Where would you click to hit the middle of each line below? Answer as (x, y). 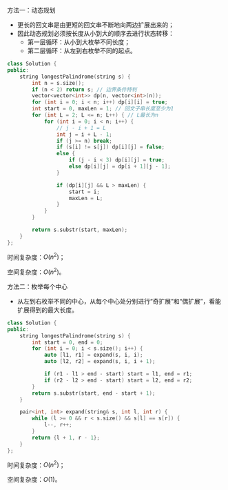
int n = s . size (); (58, 83)
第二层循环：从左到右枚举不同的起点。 (82, 51)
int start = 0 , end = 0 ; (68, 342)
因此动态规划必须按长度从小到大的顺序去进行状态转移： (95, 33)
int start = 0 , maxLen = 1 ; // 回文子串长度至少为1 (103, 109)
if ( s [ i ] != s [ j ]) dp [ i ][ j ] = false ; (111, 147)
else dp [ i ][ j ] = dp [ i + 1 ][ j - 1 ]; (120, 166)
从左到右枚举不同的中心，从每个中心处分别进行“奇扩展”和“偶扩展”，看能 (119, 301)
